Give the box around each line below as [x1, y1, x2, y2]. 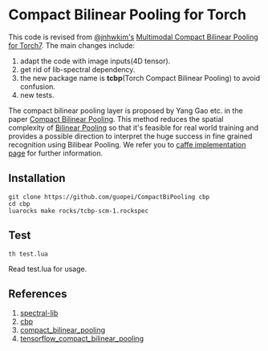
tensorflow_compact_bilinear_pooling [19, 334, 144, 344]
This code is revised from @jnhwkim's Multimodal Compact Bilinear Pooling [8, 32, 258, 42]
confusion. [19, 82, 56, 91]
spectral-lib [19, 309, 59, 318]
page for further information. [8, 148, 103, 158]
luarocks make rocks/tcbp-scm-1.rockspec [8, 207, 149, 215]
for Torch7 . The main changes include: [8, 40, 135, 50]
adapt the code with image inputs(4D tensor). [19, 56, 171, 66]
